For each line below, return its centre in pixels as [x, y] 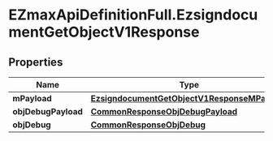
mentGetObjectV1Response [104, 32]
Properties [36, 62]
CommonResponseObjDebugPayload [164, 111]
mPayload [32, 98]
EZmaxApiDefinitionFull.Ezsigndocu [133, 15]
